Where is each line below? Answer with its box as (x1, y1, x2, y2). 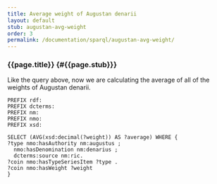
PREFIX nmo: (7, 116, 42, 123)
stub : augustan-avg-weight (7, 23, 87, 30)
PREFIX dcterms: (7, 103, 55, 110)
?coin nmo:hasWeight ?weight (7, 165, 93, 172)
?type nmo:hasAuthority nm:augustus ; (7, 140, 121, 147)
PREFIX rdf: (7, 97, 42, 104)
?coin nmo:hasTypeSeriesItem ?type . (7, 159, 118, 166)
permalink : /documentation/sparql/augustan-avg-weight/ (7, 37, 175, 44)
